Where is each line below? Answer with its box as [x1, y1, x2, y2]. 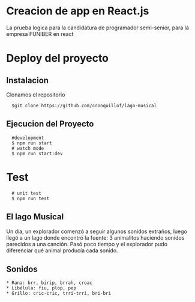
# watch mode [11, 145, 44, 151]
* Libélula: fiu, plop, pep [6, 285, 77, 291]
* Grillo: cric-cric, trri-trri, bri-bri [6, 291, 112, 297]
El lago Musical [6, 212, 64, 222]
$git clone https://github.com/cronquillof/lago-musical [11, 102, 157, 108]
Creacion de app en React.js [6, 4, 149, 18]
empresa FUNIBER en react [6, 30, 74, 37]
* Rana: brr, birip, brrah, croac [6, 280, 93, 286]
